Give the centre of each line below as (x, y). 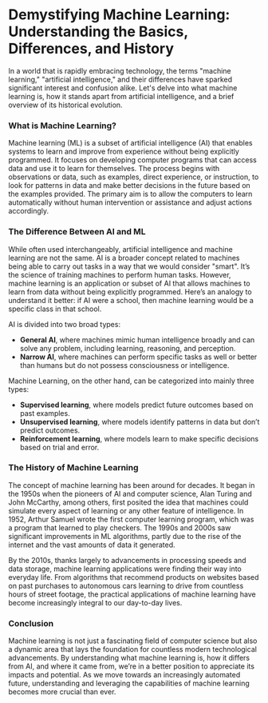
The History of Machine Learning (73, 468)
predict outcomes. (50, 430)
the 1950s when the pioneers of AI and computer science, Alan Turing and (130, 493)
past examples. (45, 413)
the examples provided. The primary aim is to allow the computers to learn (130, 194)
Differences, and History (91, 49)
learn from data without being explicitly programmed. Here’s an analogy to (130, 292)
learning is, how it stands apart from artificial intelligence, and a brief (121, 96)
